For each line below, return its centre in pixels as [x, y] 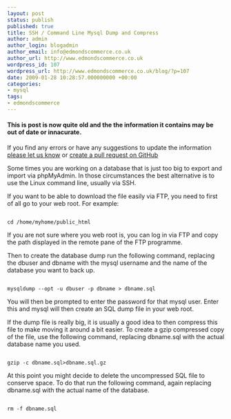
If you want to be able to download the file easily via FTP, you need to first [112, 196]
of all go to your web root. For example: [63, 204]
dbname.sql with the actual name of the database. [78, 390]
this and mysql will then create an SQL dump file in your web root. [101, 309]
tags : [15, 97]
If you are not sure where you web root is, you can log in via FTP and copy [113, 235]
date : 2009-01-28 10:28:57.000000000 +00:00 [72, 77]
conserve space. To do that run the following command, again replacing [109, 383]
